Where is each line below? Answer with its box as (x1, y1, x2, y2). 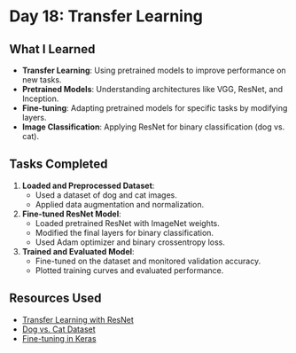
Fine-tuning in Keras (21, 333, 97, 343)
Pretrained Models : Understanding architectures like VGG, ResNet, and (21, 84, 284, 94)
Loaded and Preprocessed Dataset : (21, 180, 155, 191)
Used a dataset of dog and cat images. (35, 189, 177, 200)
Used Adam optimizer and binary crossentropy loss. (35, 237, 226, 247)
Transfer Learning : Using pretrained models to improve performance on (21, 65, 286, 75)
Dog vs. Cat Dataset (21, 324, 96, 334)
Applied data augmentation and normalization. (35, 199, 205, 209)
